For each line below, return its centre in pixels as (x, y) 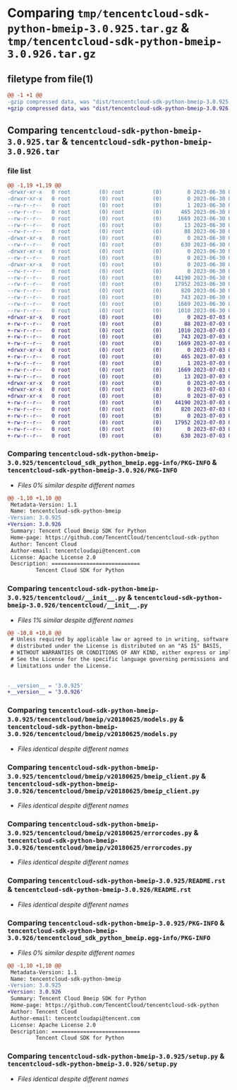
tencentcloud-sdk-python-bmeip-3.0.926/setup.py (92, 1064)
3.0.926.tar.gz (52, 54)
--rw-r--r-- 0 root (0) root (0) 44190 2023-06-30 (116, 277)
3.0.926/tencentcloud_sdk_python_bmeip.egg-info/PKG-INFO (109, 938)
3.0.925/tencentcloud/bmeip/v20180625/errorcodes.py (100, 833)
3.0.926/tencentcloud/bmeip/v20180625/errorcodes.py (100, 848)
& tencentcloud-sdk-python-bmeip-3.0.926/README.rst (99, 890)
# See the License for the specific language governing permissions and (120, 660)
